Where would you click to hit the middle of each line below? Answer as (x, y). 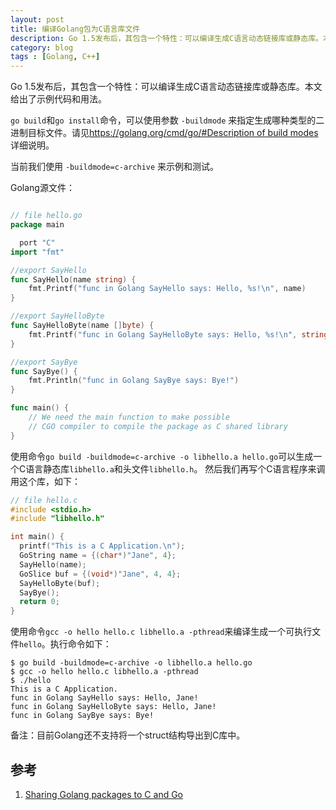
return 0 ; (39, 602)
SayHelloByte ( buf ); (60, 583)
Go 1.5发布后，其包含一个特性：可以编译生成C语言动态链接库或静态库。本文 (166, 87)
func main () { (40, 408)
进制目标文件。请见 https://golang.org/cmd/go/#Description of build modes (164, 133)
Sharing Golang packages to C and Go (104, 794)
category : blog (42, 47)
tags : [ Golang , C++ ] (55, 57)
